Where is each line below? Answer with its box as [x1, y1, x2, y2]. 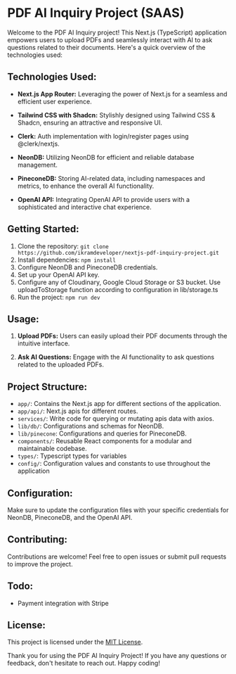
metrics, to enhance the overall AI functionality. [17, 182, 155, 190]
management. [17, 160, 58, 169]
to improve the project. [7, 559, 73, 568]
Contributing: [7, 533, 68, 546]
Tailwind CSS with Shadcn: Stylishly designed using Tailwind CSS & [17, 110, 216, 119]
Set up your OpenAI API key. [17, 270, 100, 279]
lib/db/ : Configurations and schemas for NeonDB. [17, 422, 164, 431]
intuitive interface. [17, 339, 70, 348]
